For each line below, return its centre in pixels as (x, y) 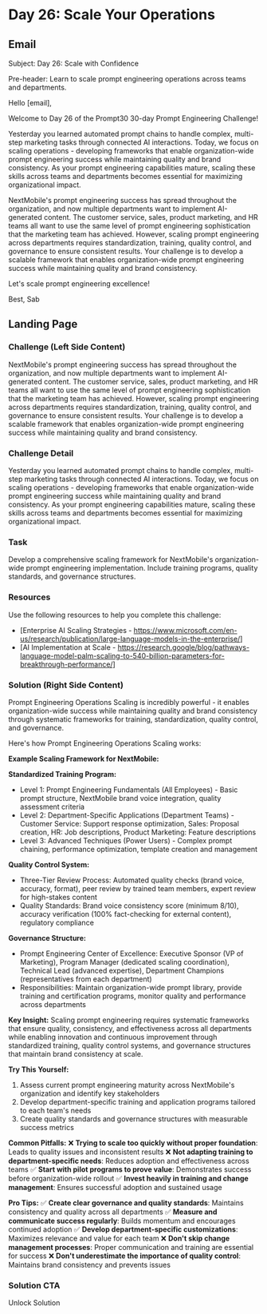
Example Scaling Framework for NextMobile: (84, 759)
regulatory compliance (57, 922)
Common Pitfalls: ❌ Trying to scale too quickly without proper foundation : (133, 1143)
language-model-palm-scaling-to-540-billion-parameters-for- (122, 655)
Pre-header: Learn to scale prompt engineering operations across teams (127, 79)
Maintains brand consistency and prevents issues (90, 1264)
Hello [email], (30, 103)
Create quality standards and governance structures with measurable (134, 1119)
